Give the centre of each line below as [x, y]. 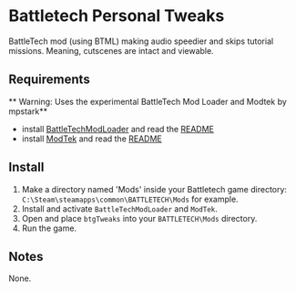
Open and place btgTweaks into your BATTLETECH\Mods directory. [139, 218]
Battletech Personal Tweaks [117, 16]
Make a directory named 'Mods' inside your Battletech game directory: [154, 189]
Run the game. [49, 228]
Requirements [49, 80]
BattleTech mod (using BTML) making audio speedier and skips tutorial [141, 41]
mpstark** [28, 111]
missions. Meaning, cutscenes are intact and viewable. [112, 50]
